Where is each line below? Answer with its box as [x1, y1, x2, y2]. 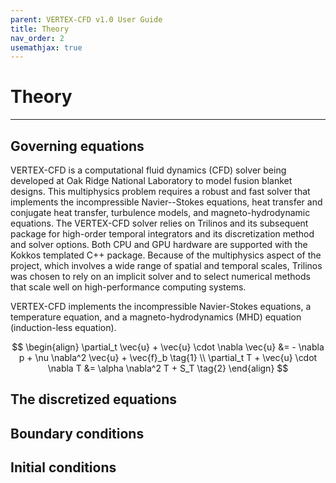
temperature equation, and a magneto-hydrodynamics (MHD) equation [10, 311, 302, 323]
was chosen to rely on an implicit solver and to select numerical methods [10, 271, 311, 282]
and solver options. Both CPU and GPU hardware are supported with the [10, 239, 308, 250]
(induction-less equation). [10, 322, 117, 333]
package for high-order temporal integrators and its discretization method [10, 228, 315, 240]
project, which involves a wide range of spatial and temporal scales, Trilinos [10, 260, 323, 271]
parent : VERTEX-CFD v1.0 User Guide [10, 14, 163, 25]
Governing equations [10, 137, 145, 155]
